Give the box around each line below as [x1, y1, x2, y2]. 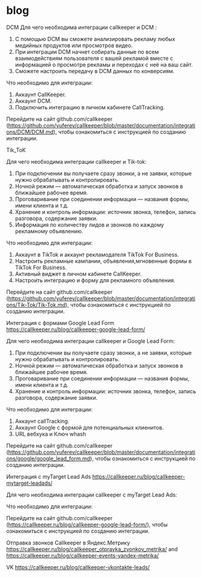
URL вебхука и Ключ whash [14, 430, 86, 437]
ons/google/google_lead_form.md [6, 454, 90, 462]
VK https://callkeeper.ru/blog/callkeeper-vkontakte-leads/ [6, 563, 150, 571]
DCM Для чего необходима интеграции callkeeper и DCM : [6, 24, 157, 31]
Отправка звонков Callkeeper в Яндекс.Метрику [6, 539, 130, 546]
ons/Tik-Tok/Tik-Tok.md [6, 301, 66, 308]
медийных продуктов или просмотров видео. [14, 42, 133, 49]
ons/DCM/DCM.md [6, 128, 54, 135]
